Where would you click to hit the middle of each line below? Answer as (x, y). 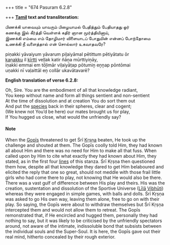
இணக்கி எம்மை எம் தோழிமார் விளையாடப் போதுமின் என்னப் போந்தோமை (78, 38)
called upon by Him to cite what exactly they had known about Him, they (81, 156)
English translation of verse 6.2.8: (42, 80)
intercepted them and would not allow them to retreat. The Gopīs (73, 210)
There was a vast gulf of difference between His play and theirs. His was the (85, 183)
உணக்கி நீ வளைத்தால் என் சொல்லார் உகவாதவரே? (55, 44)
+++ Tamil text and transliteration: (42, 17)
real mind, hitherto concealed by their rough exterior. (60, 237)
